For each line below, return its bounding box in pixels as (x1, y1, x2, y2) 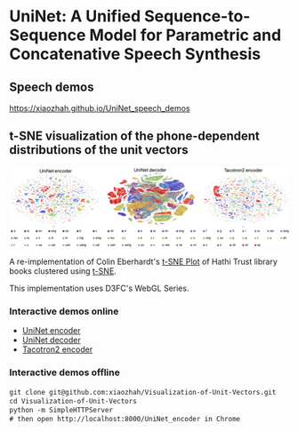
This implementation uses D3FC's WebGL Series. (9, 283, 189, 293)
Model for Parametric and (88, 25, 282, 45)
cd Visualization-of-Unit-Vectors (9, 396, 138, 405)
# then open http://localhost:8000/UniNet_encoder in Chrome (9, 414, 241, 423)
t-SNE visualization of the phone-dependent (9, 129, 261, 144)
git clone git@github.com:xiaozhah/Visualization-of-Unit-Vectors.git (9, 388, 277, 396)
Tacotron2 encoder (21, 344, 93, 355)
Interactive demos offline (9, 366, 120, 379)
